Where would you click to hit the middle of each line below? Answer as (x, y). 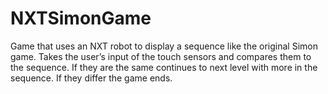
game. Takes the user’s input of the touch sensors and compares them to (161, 56)
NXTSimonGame (81, 18)
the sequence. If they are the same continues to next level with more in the (164, 67)
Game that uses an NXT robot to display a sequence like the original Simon (164, 46)
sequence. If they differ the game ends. (91, 78)
